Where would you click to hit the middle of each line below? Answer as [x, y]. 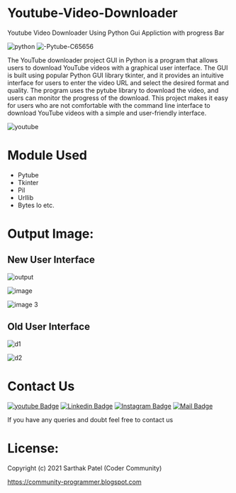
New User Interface [51, 260]
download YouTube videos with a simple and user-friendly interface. [107, 113]
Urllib [26, 197]
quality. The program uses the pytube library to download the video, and [113, 90]
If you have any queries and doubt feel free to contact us [90, 419]
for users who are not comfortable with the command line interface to [109, 105]
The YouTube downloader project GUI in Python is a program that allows [113, 60]
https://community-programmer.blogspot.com [74, 482]
